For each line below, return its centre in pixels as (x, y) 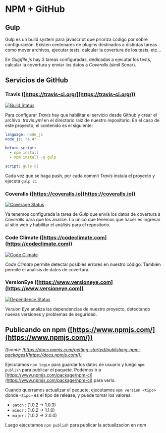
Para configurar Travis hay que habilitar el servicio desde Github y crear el (81, 115)
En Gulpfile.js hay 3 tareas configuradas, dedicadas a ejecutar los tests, (78, 60)
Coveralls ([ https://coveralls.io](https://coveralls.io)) (70, 193)
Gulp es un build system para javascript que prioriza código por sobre (76, 39)
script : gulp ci (22, 166)
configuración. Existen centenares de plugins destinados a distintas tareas (81, 45)
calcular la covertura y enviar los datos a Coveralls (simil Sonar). (71, 65)
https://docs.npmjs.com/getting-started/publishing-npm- (82, 349)
